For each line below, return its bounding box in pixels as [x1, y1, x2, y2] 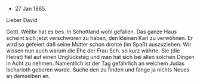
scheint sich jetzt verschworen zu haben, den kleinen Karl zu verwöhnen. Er [6, 35, 193, 41]
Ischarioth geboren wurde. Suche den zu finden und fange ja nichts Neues [6, 66, 190, 73]
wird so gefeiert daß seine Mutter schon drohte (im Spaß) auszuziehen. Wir [6, 41, 192, 48]
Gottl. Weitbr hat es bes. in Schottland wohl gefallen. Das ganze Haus [6, 28, 177, 35]
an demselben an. [6, 73, 51, 79]
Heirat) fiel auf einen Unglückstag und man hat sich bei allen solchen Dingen [6, 54, 195, 60]
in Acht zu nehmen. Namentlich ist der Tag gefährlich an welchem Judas [6, 60, 185, 67]
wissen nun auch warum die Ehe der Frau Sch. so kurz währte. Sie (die [6, 47, 180, 54]
